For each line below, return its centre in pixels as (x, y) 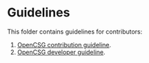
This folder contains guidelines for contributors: (75, 32)
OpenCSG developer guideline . (61, 52)
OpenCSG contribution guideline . (64, 45)
